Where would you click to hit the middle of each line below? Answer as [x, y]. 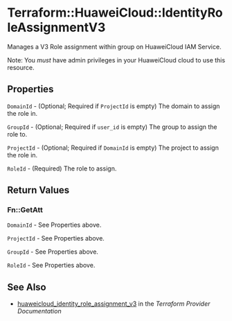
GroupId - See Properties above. [53, 252]
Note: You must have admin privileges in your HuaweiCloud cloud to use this [116, 60]
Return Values [38, 190]
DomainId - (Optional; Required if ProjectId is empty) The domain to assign [114, 106]
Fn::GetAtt [25, 210]
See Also [27, 287]
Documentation [39, 311]
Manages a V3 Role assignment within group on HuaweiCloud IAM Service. [114, 46]
